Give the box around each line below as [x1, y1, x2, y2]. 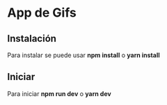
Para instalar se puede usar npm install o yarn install [7, 51, 160, 59]
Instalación [7, 33, 57, 45]
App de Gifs [7, 5, 77, 21]
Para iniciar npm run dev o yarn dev [7, 89, 111, 98]
